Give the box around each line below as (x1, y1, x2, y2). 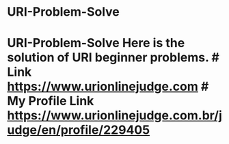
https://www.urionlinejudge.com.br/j (7, 108, 222, 124)
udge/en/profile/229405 (7, 122, 150, 138)
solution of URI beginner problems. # (7, 50, 220, 66)
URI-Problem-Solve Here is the (7, 35, 185, 51)
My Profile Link (7, 93, 94, 109)
